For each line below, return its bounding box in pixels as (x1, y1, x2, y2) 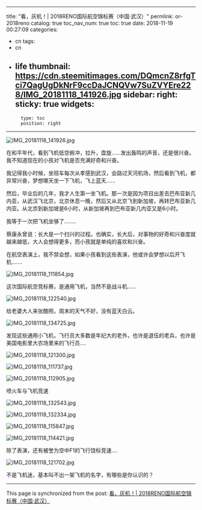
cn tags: (14, 37, 35, 45)
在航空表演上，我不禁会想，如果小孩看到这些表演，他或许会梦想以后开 (6, 251, 180, 258)
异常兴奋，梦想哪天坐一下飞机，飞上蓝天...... (6, 177, 116, 184)
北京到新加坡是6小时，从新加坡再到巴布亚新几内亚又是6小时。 (26, 204, 182, 212)
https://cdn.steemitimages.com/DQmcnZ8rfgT (14, 71, 196, 81)
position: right (20, 120, 61, 127)
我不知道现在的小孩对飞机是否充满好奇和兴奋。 (6, 156, 122, 163)
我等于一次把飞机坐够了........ (6, 218, 77, 225)
